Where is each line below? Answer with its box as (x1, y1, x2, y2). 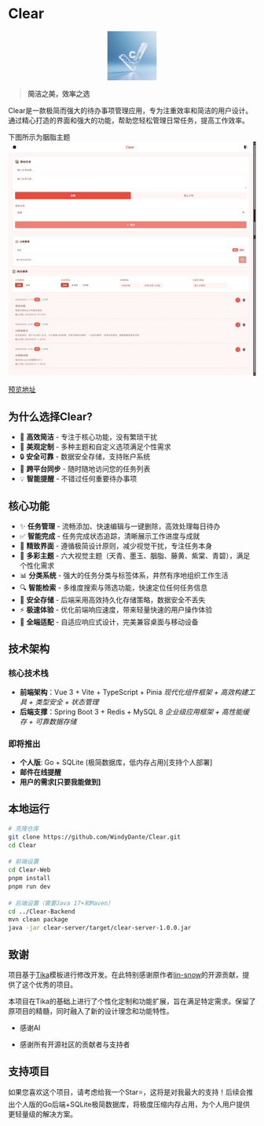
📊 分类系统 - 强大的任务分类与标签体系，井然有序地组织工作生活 (19, 570, 229, 579)
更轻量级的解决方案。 (8, 1109, 77, 1119)
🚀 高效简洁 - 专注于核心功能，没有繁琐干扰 (19, 433, 158, 442)
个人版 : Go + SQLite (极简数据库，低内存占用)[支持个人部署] (19, 757, 213, 766)
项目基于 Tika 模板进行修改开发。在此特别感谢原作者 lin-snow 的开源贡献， (8, 970, 243, 979)
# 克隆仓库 (8, 824, 39, 832)
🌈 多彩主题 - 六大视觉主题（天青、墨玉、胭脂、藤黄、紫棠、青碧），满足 (19, 550, 251, 560)
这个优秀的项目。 (21, 979, 77, 989)
